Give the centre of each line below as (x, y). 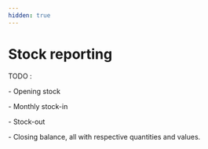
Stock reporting (60, 54)
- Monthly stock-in (38, 106)
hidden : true (29, 15)
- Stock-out (27, 122)
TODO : (20, 76)
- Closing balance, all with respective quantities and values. (104, 136)
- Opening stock (35, 91)
